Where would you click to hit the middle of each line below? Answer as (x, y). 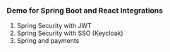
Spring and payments (48, 41)
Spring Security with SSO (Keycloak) (70, 33)
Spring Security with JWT (54, 26)
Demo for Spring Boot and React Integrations (85, 11)
